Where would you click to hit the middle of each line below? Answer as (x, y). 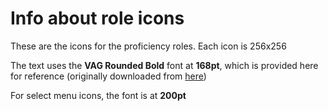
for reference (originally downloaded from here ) (108, 76)
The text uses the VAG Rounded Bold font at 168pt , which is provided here (164, 65)
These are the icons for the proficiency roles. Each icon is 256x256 (148, 46)
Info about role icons (97, 18)
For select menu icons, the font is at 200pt (98, 95)
